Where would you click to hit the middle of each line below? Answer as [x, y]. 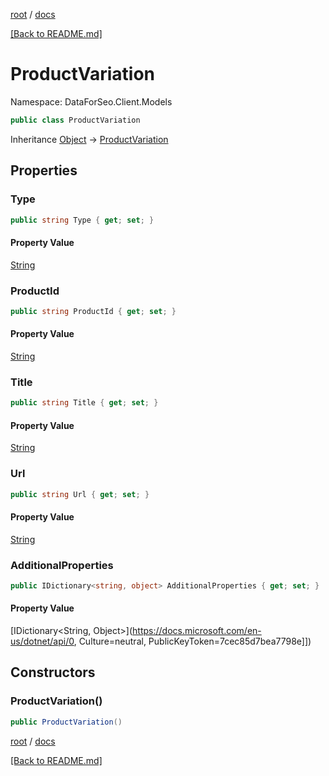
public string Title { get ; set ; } [84, 403]
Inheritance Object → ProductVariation [89, 139]
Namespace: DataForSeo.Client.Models [91, 101]
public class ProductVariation [75, 120]
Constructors [53, 672]
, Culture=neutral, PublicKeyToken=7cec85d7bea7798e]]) [192, 641]
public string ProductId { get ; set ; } [93, 311]
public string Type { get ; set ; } [82, 220]
